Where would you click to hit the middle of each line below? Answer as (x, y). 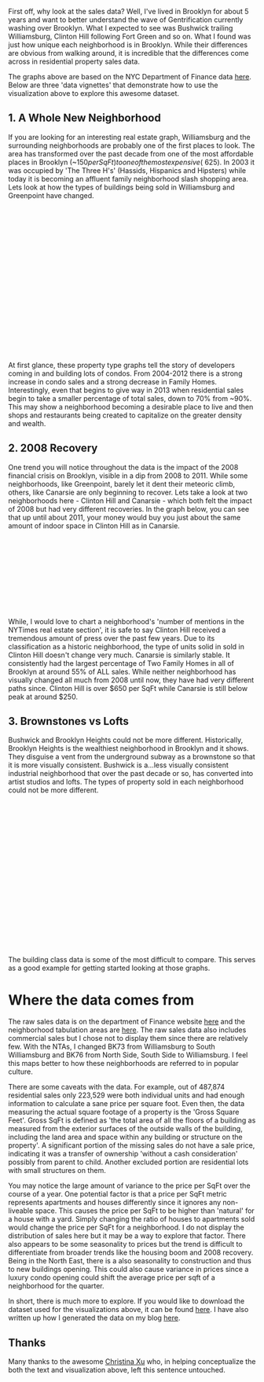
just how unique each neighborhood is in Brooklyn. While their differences (128, 45)
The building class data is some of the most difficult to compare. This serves (132, 960)
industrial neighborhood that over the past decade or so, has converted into (131, 774)
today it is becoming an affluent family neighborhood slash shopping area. (128, 178)
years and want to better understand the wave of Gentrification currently (126, 20)
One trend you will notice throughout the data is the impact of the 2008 (123, 467)
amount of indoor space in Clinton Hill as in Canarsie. (94, 525)
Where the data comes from (101, 1000)
